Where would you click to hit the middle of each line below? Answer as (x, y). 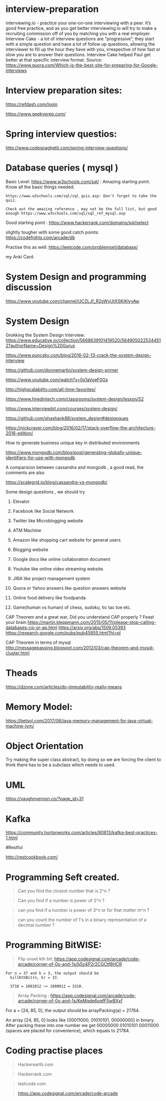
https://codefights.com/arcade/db (40, 237)
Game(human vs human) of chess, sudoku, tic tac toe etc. (72, 607)
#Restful (14, 848)
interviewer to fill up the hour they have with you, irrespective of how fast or (83, 49)
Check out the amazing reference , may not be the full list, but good (81, 209)
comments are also (25, 472)
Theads (22, 673)
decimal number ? (36, 925)
